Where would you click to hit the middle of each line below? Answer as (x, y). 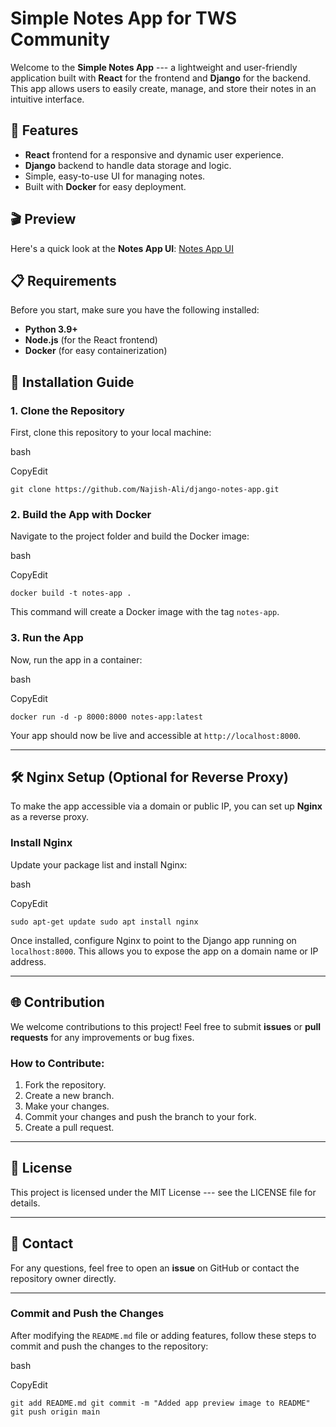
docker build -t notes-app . (71, 593)
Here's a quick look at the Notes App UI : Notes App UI (122, 248)
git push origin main (55, 1412)
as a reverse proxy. (50, 817)
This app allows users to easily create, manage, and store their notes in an (163, 88)
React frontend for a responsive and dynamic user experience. (154, 154)
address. (28, 961)
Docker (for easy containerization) (96, 351)
